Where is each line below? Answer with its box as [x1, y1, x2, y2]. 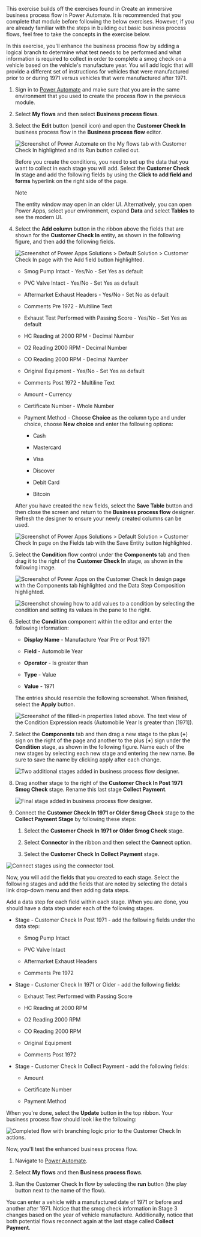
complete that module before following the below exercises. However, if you [6, 18, 194, 25]
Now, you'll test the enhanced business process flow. [6, 1146, 138, 1152]
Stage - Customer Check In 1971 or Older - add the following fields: [14, 981, 181, 988]
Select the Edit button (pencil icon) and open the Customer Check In [14, 122, 186, 129]
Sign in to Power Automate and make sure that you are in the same [14, 86, 180, 93]
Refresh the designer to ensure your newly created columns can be [14, 515, 182, 522]
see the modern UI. [14, 214, 63, 220]
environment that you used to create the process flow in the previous [14, 93, 186, 99]
